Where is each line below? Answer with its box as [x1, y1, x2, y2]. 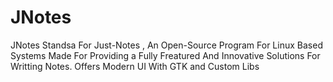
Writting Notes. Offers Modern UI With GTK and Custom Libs [10, 60, 260, 72]
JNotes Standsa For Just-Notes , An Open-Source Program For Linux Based [10, 39, 323, 51]
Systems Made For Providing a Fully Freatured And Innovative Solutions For [10, 49, 321, 61]
